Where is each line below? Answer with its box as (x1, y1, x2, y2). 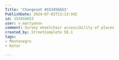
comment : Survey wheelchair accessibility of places (5, 25, 115, 30)
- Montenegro (5, 39, 32, 44)
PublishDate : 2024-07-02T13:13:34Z (5, 12, 78, 17)
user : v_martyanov (5, 20, 42, 26)
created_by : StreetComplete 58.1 (5, 30, 73, 35)
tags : (5, 35, 16, 40)
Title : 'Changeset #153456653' (5, 7, 69, 12)
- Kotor (5, 43, 21, 48)
